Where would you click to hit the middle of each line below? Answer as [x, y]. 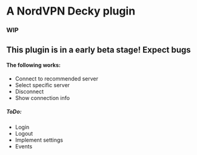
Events [24, 146]
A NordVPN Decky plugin [71, 11]
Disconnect [29, 91]
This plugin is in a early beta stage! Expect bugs [98, 50]
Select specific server [42, 85]
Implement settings [39, 140]
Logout [24, 133]
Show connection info [42, 97]
